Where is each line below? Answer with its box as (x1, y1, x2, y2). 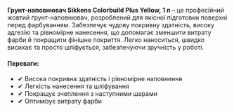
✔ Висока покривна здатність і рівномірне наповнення (17, 75, 183, 83)
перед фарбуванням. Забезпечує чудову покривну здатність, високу (7, 21, 215, 29)
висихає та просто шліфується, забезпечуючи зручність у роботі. (7, 43, 204, 51)
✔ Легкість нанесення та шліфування (17, 82, 130, 90)
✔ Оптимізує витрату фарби (17, 97, 102, 106)
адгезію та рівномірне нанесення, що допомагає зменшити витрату (7, 28, 212, 36)
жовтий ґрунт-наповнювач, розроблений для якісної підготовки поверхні (7, 13, 228, 22)
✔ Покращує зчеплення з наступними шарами (17, 90, 158, 98)
